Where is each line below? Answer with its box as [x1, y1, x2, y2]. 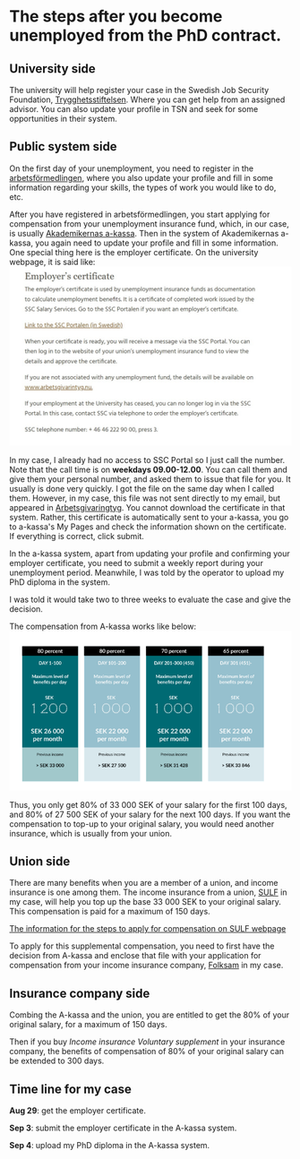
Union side [9, 854, 71, 870]
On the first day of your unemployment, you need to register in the [9, 163, 253, 174]
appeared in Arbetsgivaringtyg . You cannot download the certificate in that [9, 502, 286, 512]
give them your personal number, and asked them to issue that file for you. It [9, 473, 291, 485]
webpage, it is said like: [9, 256, 96, 267]
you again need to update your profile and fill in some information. [35, 237, 279, 248]
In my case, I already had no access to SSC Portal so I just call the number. [9, 454, 286, 465]
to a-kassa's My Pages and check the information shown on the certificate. [9, 521, 287, 532]
